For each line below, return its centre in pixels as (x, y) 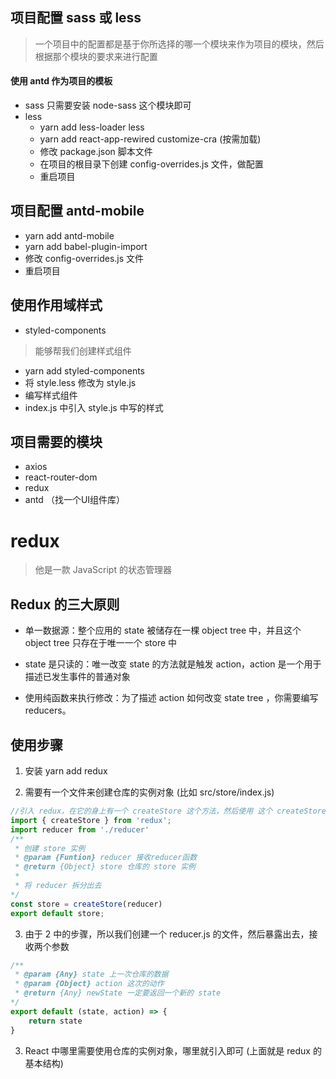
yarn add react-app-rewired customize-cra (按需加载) (150, 139)
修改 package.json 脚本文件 (96, 152)
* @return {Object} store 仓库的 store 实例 (105, 867)
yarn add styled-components (85, 370)
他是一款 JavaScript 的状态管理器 (103, 570)
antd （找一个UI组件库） (75, 500)
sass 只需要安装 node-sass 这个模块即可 (108, 105)
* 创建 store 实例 (50, 848)
